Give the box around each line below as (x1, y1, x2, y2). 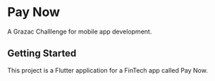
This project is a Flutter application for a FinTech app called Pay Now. (7, 66, 208, 74)
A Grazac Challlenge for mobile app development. (7, 27, 152, 36)
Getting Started (7, 47, 77, 59)
